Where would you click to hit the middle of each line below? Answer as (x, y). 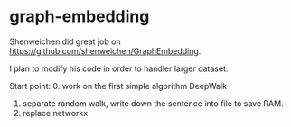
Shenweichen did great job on (65, 41)
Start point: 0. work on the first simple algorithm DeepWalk (118, 86)
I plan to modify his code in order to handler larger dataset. (119, 68)
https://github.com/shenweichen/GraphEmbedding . (105, 50)
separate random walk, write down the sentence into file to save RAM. (153, 103)
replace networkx (55, 113)
